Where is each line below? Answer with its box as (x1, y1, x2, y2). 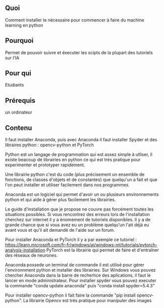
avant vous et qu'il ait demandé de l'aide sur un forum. (5, 227, 115, 233)
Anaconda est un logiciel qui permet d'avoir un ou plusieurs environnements (5, 191, 159, 197)
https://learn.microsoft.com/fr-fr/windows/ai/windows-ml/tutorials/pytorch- (5, 242, 158, 248)
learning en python (5, 22, 43, 28)
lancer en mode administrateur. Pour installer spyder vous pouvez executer (5, 277, 157, 283)
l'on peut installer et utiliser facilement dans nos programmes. (5, 182, 130, 188)
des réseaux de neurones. (5, 252, 58, 258)
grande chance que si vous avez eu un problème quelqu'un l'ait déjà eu (5, 222, 149, 228)
